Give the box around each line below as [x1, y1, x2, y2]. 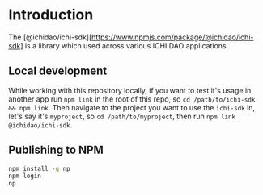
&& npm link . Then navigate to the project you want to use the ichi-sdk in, [8, 102, 256, 112]
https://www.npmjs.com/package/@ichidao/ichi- [91, 32, 254, 42]
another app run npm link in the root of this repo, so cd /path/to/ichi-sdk [8, 94, 256, 104]
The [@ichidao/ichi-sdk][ [8, 32, 92, 42]
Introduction [8, 6, 94, 24]
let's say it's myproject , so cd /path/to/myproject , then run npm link [8, 111, 236, 121]
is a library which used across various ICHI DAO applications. [24, 40, 229, 50]
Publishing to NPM [8, 143, 104, 157]
